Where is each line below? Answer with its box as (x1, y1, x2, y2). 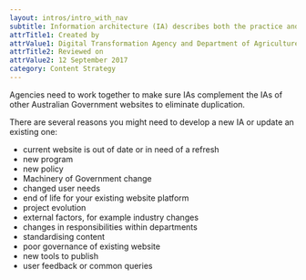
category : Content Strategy (9, 65, 117, 74)
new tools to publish (22, 250, 98, 261)
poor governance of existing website (22, 241, 161, 252)
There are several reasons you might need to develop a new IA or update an (9, 116, 294, 128)
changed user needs (22, 182, 101, 193)
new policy (22, 163, 64, 174)
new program (22, 153, 74, 164)
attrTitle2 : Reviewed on (9, 47, 104, 57)
